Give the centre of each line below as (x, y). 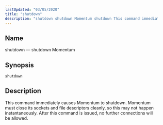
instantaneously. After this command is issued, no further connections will (79, 113)
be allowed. (16, 118)
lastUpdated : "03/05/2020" (32, 9)
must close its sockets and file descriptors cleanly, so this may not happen (80, 108)
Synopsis (19, 65)
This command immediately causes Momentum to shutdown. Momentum (78, 103)
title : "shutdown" (24, 14)
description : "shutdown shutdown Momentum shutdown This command (72, 18)
